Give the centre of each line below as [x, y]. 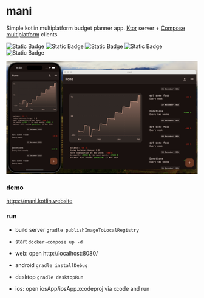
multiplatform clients [32, 34]
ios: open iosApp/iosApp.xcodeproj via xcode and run [82, 288]
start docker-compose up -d [49, 242]
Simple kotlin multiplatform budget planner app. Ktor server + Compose [96, 28]
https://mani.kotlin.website [39, 201]
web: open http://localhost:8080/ [56, 253]
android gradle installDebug [51, 265]
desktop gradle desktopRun [49, 277]
